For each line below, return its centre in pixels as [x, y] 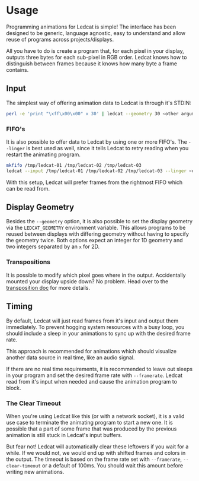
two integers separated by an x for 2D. [53, 246]
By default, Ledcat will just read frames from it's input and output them [92, 321]
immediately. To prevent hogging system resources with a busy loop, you [95, 327]
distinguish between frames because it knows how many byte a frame [92, 64]
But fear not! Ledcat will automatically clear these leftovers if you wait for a [97, 447]
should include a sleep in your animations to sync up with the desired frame [98, 333]
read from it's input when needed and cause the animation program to [92, 381]
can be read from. [28, 188]
